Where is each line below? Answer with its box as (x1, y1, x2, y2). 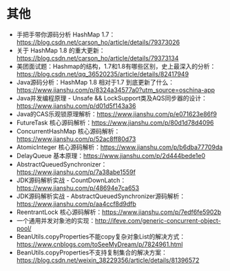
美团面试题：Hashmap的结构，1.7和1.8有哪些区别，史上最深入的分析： (16, 62, 216, 70)
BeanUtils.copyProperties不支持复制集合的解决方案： (16, 248, 168, 257)
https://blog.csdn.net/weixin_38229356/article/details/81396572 (16, 256, 200, 264)
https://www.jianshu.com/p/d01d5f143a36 (16, 101, 136, 110)
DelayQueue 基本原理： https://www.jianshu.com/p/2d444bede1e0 (16, 151, 206, 160)
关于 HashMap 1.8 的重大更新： (16, 46, 105, 54)
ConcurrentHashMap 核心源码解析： (16, 127, 121, 135)
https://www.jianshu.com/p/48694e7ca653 (16, 184, 140, 192)
